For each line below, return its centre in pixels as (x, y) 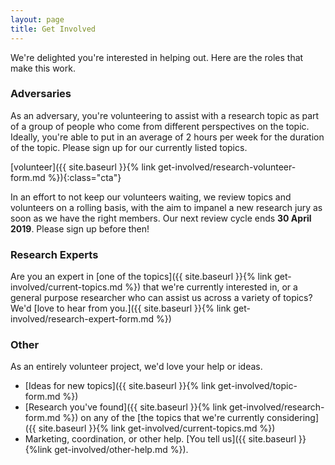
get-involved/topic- (257, 386)
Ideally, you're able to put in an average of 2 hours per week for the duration (167, 137)
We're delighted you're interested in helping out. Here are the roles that (157, 57)
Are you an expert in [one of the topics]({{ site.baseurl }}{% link (141, 277)
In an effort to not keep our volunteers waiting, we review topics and (151, 197)
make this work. (43, 68)
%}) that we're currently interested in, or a (211, 287)
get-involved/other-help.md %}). (121, 450)
